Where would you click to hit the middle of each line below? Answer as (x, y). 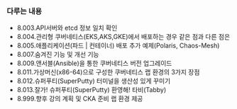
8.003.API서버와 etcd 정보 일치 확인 (67, 28)
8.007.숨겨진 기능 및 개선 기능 (58, 54)
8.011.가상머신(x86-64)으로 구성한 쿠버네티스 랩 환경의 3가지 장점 (108, 72)
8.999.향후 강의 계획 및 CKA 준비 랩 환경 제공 (80, 99)
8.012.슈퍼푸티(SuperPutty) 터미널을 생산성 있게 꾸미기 (94, 81)
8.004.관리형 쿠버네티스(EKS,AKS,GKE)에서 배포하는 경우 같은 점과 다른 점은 (123, 37)
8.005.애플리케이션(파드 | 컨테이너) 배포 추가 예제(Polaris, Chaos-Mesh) (118, 46)
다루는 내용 (24, 11)
